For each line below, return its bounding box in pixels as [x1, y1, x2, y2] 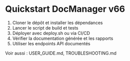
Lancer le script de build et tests [12, 25, 78, 30]
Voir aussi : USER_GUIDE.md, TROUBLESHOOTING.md [5, 50, 117, 56]
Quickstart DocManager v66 [5, 3, 126, 15]
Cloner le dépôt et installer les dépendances [12, 20, 103, 26]
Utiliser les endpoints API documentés [12, 40, 91, 46]
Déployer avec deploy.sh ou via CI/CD [12, 30, 90, 36]
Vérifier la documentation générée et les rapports [12, 35, 113, 41]
